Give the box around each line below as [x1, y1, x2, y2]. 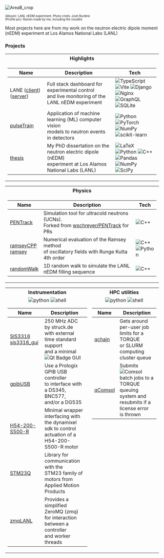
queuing [119, 386, 139, 393]
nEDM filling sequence [43, 269, 95, 276]
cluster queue [119, 354, 151, 361]
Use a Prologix [44, 362, 78, 369]
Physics [72, 187, 92, 194]
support [44, 342, 62, 349]
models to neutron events [47, 129, 106, 135]
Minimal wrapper [44, 407, 83, 414]
